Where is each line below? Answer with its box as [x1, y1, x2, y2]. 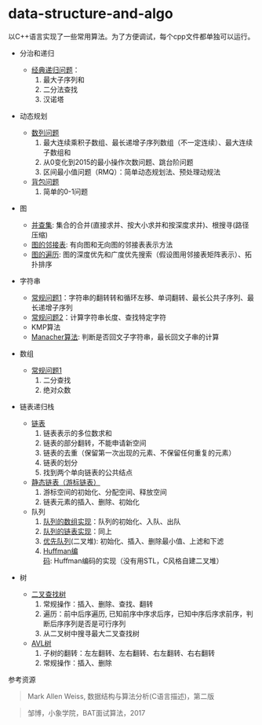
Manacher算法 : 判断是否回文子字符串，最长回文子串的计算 [31, 331, 220, 342]
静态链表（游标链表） [31, 477, 100, 487]
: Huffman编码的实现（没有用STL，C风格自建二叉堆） [49, 555, 224, 566]
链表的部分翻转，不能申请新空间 [42, 438, 147, 448]
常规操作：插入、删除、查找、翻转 [42, 599, 154, 609]
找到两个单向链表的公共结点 [42, 467, 133, 477]
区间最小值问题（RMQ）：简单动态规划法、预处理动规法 [42, 167, 221, 177]
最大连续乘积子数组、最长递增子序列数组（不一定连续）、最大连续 [42, 137, 253, 147]
